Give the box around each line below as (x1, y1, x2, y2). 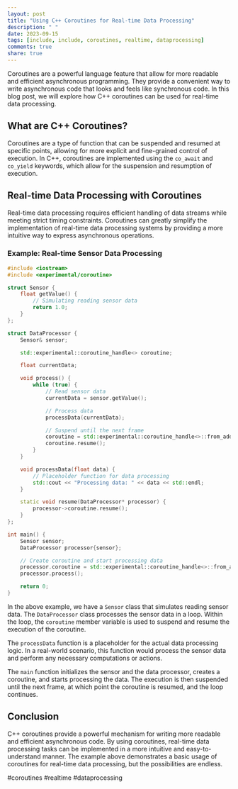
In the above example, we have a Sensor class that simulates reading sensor (7, 602, 229, 610)
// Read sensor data (45, 388, 106, 396)
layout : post (7, 10, 46, 18)
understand (7, 752, 41, 761)
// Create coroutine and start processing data (20, 557, 163, 564)
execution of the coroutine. (7, 625, 86, 633)
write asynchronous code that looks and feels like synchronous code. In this (7, 84, 229, 93)
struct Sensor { (7, 284, 55, 291)
